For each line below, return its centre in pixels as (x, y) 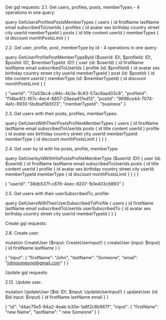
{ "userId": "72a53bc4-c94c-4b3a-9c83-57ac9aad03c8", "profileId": (76, 93)
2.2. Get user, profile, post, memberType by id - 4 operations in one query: (82, 48)
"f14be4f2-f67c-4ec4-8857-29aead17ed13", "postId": (60, 99)
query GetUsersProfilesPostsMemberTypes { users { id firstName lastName (82, 22)
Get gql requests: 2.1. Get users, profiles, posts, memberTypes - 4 (73, 7)
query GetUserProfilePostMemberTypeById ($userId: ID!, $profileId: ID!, (79, 57)
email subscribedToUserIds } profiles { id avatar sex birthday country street (83, 27)
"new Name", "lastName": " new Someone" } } (52, 312)
